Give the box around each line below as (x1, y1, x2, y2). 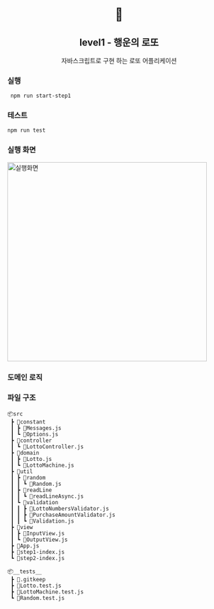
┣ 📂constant (10, 418, 46, 426)
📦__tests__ (7, 568, 43, 575)
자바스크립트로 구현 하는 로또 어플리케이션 (61, 57, 177, 64)
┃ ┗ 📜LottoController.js (10, 443, 84, 450)
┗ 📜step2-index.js (10, 554, 65, 562)
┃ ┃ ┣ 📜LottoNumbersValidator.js (10, 505, 110, 512)
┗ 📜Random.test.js (10, 594, 65, 601)
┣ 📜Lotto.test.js (10, 582, 62, 589)
